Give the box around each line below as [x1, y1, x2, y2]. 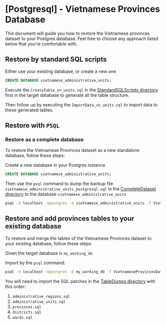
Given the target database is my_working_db [5, 250, 93, 256]
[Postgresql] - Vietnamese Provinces [5, 3, 161, 15]
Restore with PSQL [5, 121, 60, 130]
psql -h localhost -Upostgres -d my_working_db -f [5, 269, 112, 274]
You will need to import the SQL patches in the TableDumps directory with [5, 278, 156, 284]
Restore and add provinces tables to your [5, 214, 134, 223]
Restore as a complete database [5, 136, 84, 143]
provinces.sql [12, 304, 41, 310]
